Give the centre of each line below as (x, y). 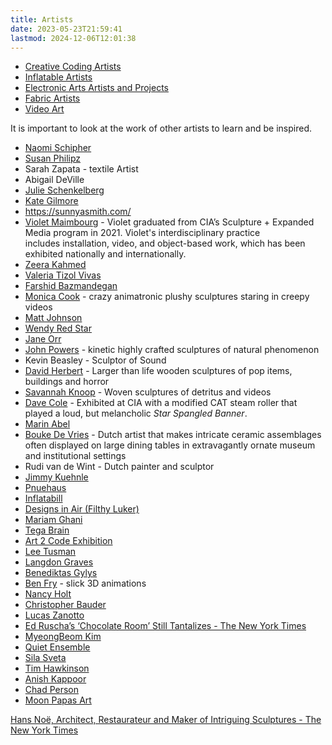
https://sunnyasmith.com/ (78, 212)
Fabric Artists (52, 98)
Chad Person (52, 690)
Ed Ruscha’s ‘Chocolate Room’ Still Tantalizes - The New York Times (165, 626)
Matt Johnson (53, 318)
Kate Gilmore (51, 201)
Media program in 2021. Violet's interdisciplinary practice (142, 233)
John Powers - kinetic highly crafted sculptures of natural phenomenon (172, 350)
